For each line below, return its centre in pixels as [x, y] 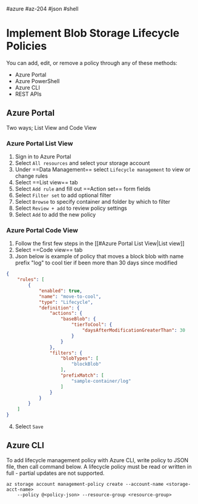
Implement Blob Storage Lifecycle [93, 33]
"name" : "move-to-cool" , [70, 297]
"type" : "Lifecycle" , [66, 302]
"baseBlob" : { [78, 319]
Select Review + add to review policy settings [71, 208]
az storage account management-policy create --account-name [85, 484]
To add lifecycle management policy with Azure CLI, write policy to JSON [97, 460]
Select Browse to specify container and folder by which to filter [93, 202]
